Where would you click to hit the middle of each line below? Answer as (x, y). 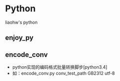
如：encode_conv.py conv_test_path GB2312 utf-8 (63, 73)
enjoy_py (19, 38)
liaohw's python (22, 22)
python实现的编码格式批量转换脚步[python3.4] (60, 67)
